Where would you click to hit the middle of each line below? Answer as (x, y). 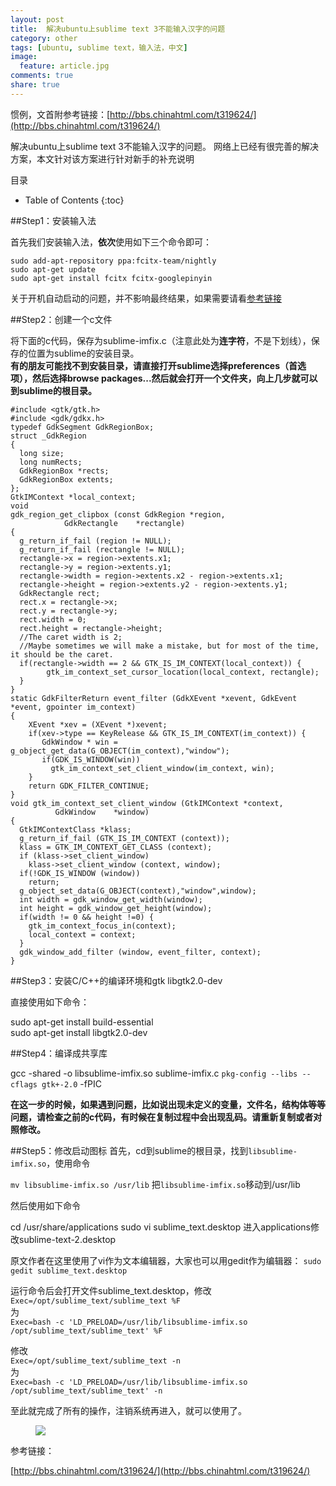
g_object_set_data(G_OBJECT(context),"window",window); (138, 891)
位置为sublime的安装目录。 (83, 353)
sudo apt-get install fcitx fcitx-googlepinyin (111, 278)
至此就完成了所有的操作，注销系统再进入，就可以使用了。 (128, 1410)
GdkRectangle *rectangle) (124, 523)
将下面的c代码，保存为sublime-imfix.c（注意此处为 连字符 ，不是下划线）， (161, 340)
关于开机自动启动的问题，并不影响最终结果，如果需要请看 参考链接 (146, 298)
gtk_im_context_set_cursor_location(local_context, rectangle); (183, 672)
